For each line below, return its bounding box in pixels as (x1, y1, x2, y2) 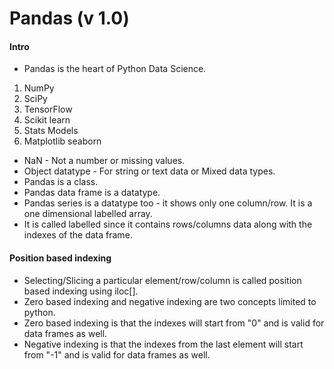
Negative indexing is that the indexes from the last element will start (23, 338, 304, 350)
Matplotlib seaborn (23, 135, 102, 147)
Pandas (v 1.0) (9, 7, 130, 30)
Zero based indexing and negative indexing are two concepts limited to (23, 295, 317, 307)
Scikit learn (23, 114, 71, 126)
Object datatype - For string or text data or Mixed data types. (23, 165, 276, 177)
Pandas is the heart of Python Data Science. (23, 63, 207, 75)
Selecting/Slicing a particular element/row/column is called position (23, 274, 302, 286)
